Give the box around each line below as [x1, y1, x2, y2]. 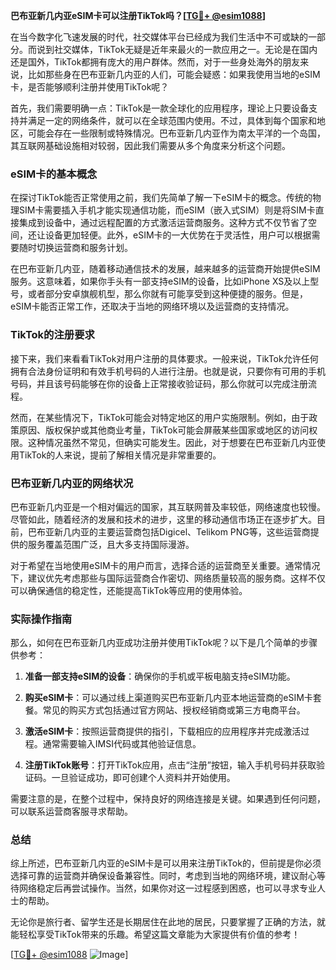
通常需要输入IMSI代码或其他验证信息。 [42, 738, 202, 750]
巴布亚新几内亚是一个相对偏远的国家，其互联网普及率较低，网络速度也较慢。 [10, 500, 326, 513]
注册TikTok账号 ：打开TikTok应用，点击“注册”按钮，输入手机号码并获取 [24, 759, 317, 771]
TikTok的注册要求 [10, 328, 95, 342]
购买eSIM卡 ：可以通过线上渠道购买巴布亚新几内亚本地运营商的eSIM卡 [24, 692, 313, 704]
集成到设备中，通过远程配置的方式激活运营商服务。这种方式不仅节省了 [18, 217, 308, 229]
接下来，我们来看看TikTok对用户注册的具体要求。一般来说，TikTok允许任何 [10, 352, 319, 364]
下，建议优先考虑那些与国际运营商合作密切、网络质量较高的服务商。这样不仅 [10, 572, 326, 584]
